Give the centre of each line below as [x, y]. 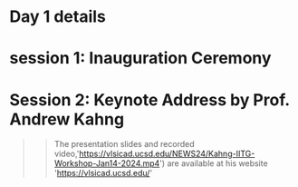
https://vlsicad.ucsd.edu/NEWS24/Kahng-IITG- [167, 154]
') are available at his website [214, 163]
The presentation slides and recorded [124, 144]
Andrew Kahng [67, 119]
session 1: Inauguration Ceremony [140, 59]
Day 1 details [58, 17]
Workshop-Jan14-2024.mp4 [107, 163]
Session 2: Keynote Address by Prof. [149, 99]
